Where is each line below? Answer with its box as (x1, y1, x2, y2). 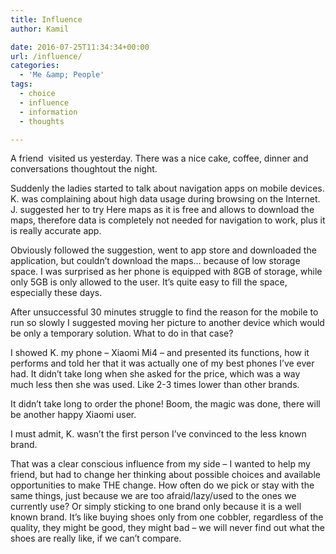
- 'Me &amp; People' (19, 70, 105, 80)
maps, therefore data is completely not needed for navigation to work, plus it (10, 214, 326, 226)
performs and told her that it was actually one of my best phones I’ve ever (10, 357, 315, 370)
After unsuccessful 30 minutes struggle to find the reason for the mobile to (10, 306, 319, 318)
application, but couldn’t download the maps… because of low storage (10, 255, 301, 267)
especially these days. (10, 287, 103, 299)
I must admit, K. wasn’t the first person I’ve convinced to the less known (10, 428, 307, 440)
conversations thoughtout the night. (10, 163, 158, 175)
